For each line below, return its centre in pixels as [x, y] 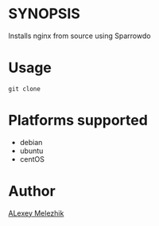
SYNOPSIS [45, 14]
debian [31, 142]
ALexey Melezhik [36, 213]
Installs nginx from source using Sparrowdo [79, 36]
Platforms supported [78, 121]
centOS [32, 159]
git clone [25, 89]
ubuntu [31, 151]
